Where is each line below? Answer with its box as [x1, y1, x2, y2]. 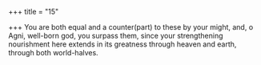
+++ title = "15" [8, 7, 59, 16]
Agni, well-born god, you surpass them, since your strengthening [8, 31, 223, 40]
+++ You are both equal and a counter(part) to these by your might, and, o [8, 22, 254, 31]
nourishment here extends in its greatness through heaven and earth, [8, 39, 237, 49]
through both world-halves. [8, 48, 98, 57]
